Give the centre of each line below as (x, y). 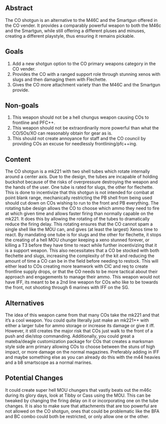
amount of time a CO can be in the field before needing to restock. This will (82, 261)
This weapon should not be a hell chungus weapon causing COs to (81, 117)
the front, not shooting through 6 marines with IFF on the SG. (67, 287)
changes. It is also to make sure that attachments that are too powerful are (81, 406)
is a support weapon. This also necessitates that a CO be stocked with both (82, 251)
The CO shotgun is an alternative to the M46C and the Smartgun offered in (81, 20)
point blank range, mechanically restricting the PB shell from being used (79, 198)
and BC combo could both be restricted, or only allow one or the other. (77, 416)
